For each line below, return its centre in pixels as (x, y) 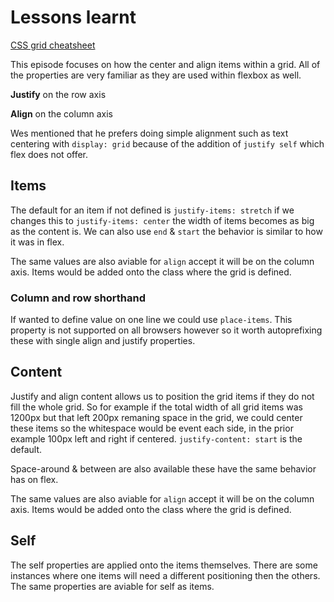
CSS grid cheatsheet (53, 45)
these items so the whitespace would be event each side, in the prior (152, 428)
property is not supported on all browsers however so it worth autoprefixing (166, 330)
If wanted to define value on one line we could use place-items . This (151, 320)
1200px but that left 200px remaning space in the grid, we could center (156, 417)
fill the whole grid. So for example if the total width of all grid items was (157, 407)
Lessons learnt (73, 17)
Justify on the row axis (58, 94)
